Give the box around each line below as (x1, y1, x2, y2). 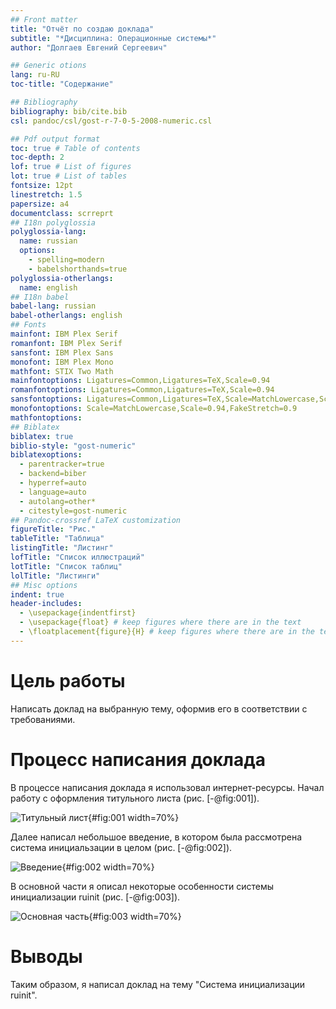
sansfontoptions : (10, 394, 83, 405)
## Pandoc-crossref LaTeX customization (10, 515, 182, 525)
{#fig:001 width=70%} (87, 811, 180, 823)
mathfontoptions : (10, 412, 83, 423)
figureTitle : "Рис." (10, 524, 97, 535)
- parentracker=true (19, 459, 105, 470)
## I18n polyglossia (10, 217, 97, 228)
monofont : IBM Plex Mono (10, 357, 114, 367)
